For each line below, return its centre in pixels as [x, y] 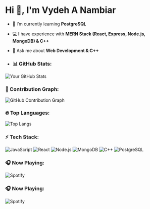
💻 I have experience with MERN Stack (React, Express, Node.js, [79, 34]
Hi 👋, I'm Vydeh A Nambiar [61, 10]
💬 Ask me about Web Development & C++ [55, 50]
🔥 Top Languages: [27, 113]
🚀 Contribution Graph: [32, 89]
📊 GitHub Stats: [32, 64]
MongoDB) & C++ [31, 41]
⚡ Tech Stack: [22, 137]
